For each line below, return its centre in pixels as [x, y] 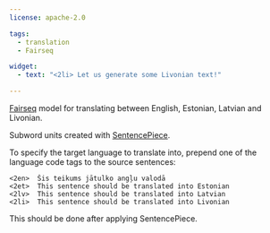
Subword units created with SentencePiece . [90, 135]
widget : [24, 67]
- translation [43, 42]
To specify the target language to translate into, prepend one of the [133, 152]
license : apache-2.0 [48, 17]
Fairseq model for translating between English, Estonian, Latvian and [135, 108]
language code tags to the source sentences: [93, 162]
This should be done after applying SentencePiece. [104, 219]
